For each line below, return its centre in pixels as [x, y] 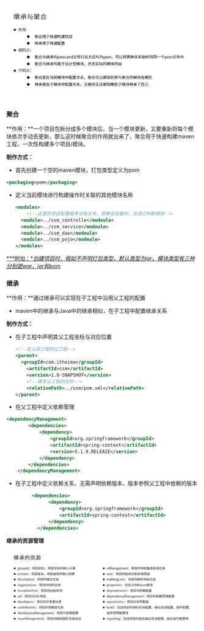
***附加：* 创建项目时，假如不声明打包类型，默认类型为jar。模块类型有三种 [101, 258]
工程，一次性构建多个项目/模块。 [48, 144]
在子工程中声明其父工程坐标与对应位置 [63, 337]
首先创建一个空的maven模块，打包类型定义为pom [77, 170]
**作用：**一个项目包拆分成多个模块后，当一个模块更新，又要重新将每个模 [100, 129]
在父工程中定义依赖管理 [45, 407]
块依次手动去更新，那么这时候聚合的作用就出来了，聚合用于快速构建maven [100, 136]
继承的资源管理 [25, 540]
